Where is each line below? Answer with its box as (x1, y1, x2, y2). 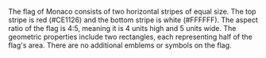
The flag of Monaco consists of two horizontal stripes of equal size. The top (8, 7, 256, 16)
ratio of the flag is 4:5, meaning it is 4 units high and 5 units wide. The (8, 24, 237, 33)
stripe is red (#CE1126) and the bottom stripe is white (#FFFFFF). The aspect (8, 15, 258, 25)
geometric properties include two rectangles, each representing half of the (8, 32, 253, 41)
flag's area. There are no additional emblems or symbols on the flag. (8, 41, 232, 50)
